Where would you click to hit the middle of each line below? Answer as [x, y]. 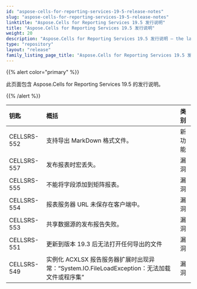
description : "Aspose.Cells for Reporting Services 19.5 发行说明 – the [95, 39]
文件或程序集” [65, 277]
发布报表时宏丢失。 [73, 164]
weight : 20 [19, 33]
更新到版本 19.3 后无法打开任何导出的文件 [104, 244]
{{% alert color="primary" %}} [43, 72]
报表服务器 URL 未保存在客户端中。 [95, 204]
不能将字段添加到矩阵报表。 [84, 184]
